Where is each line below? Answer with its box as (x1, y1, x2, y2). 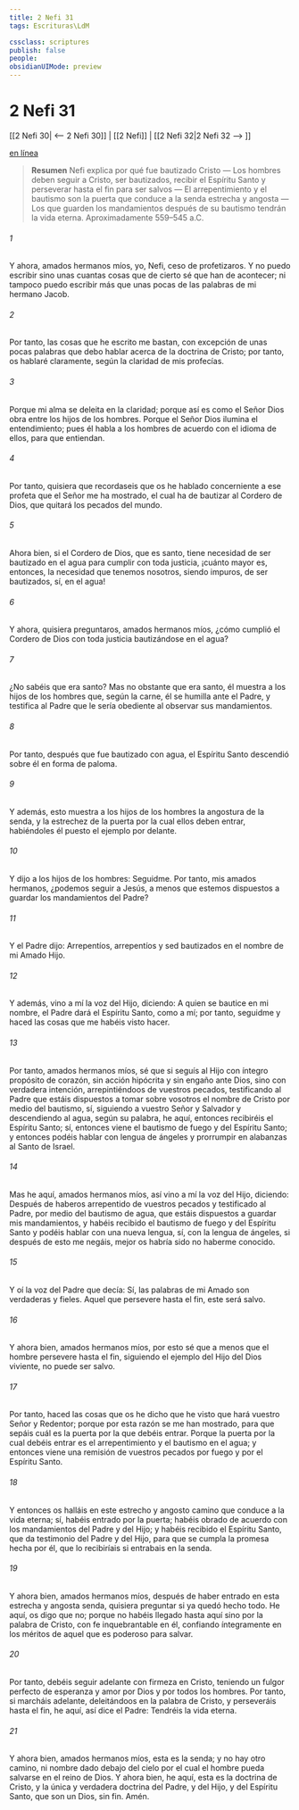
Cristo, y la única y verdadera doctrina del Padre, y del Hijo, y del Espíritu (9, 1781, 278, 1792)
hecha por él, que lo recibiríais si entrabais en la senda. (9, 1542, 212, 1553)
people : (9, 54, 38, 63)
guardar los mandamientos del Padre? (9, 892, 149, 902)
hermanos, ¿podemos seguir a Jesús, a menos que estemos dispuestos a (9, 883, 280, 893)
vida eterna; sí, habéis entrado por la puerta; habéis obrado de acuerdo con (9, 1514, 288, 1524)
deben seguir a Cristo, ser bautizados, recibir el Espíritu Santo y (30, 174, 266, 185)
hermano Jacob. (9, 289, 70, 300)
